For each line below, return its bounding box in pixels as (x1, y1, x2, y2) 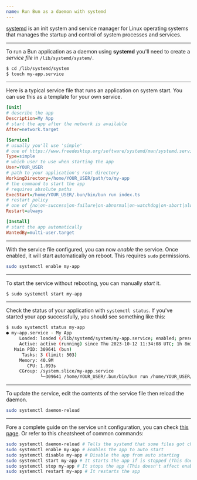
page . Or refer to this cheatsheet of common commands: (6, 430, 144, 437)
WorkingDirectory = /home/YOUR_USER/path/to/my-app (6, 175, 130, 181)
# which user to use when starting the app (6, 159, 114, 165)
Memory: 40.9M (19, 357, 54, 363)
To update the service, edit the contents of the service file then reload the (6, 390, 185, 397)
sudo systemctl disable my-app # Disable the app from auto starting (6, 452, 180, 458)
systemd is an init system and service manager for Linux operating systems (6, 25, 189, 32)
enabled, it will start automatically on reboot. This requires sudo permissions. (6, 252, 191, 259)
